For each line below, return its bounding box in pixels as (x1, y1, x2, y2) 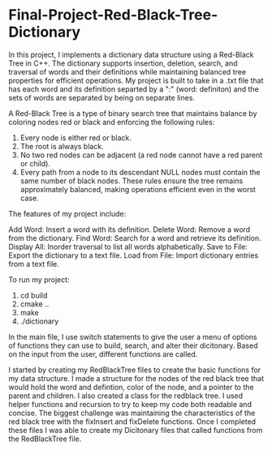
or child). (19, 158, 51, 168)
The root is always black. (19, 141, 104, 151)
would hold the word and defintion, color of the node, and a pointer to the (8, 382, 254, 392)
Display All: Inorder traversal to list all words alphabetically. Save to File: (8, 242, 248, 251)
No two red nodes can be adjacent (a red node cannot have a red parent (19, 150, 263, 160)
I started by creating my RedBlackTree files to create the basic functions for (8, 365, 261, 375)
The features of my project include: (8, 208, 127, 218)
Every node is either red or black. (19, 132, 132, 143)
